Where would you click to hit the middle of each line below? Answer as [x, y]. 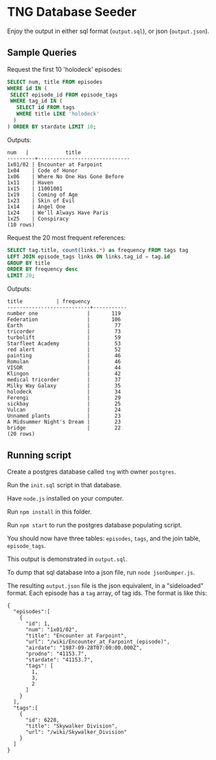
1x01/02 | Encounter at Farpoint [55, 165]
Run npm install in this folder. [50, 511]
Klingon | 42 [64, 374]
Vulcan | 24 [64, 410]
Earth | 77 [64, 326]
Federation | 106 [64, 320]
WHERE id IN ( [27, 88]
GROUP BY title [29, 263]
